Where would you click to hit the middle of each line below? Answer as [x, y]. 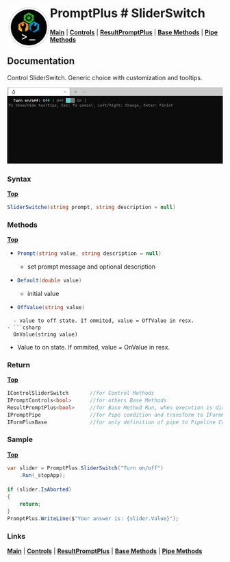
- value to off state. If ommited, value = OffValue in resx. [104, 321]
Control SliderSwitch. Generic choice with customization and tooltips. [105, 77]
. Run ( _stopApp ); [43, 475]
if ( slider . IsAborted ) [39, 490]
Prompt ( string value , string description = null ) [89, 254]
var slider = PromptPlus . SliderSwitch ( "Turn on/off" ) [86, 468]
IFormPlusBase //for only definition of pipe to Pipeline [111, 422]
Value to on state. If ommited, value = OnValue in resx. [93, 347]
